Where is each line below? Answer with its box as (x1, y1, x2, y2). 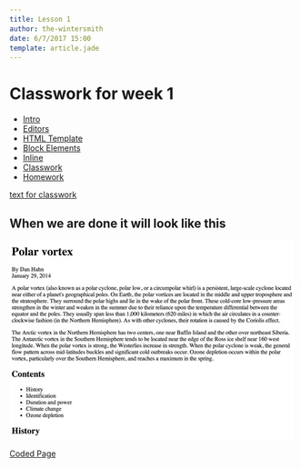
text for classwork (9, 189, 77, 200)
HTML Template (22, 133, 84, 144)
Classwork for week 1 (9, 84, 175, 105)
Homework (22, 172, 65, 183)
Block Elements (22, 143, 81, 154)
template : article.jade (9, 44, 100, 53)
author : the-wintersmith (9, 24, 104, 34)
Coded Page (9, 448, 56, 459)
